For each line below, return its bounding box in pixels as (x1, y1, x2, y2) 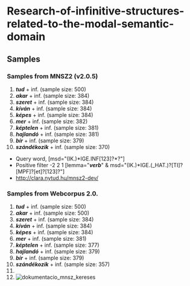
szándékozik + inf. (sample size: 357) (15, 261, 110, 268)
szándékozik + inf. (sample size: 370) (15, 143, 110, 150)
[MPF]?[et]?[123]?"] (15, 168, 65, 175)
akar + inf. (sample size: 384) (15, 92, 90, 99)
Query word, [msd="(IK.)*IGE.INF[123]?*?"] (15, 155, 125, 162)
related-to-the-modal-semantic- (7, 17, 174, 31)
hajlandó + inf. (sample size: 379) (15, 248, 100, 255)
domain (7, 30, 46, 43)
